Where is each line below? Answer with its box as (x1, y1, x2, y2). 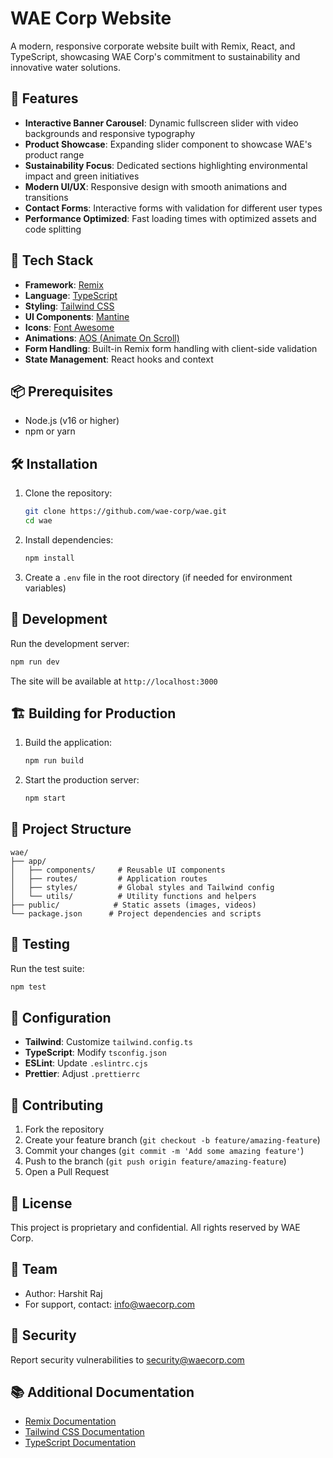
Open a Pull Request (24, 1166, 110, 1178)
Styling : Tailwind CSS (24, 300, 115, 312)
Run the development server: (10, 637, 130, 649)
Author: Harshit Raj (24, 1287, 103, 1299)
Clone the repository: (24, 487, 113, 499)
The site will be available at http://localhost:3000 (10, 675, 218, 687)
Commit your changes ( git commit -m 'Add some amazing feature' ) (24, 1145, 305, 1157)
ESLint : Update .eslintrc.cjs (24, 1057, 149, 1069)
